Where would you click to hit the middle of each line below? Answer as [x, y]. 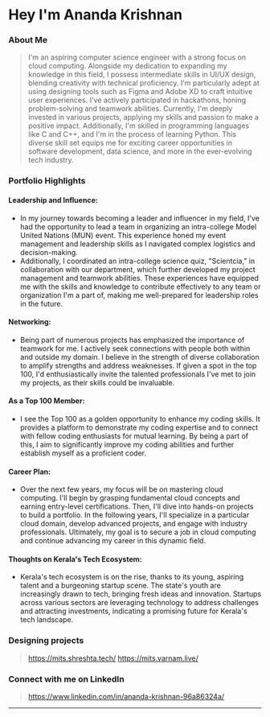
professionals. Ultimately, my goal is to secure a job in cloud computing [138, 532]
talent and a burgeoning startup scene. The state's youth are [120, 586]
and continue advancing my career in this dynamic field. [113, 541]
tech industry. [51, 160]
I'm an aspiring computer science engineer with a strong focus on [137, 57]
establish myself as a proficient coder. [83, 453]
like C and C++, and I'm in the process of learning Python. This [132, 134]
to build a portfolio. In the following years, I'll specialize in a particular [135, 515]
